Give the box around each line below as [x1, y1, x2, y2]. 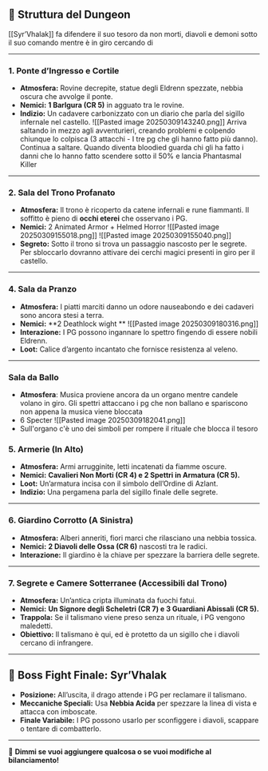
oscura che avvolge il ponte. [19, 92, 113, 101]
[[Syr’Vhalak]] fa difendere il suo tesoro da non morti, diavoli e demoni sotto [8, 29, 258, 38]
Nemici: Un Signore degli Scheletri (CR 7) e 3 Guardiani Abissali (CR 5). [19, 604, 259, 614]
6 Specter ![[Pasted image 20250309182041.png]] [19, 415, 186, 424]
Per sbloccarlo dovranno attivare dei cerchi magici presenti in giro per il [19, 248, 255, 257]
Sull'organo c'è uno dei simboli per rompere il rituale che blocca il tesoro [19, 424, 258, 433]
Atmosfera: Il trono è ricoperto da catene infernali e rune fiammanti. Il [19, 205, 250, 215]
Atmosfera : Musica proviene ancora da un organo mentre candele [19, 390, 238, 399]
